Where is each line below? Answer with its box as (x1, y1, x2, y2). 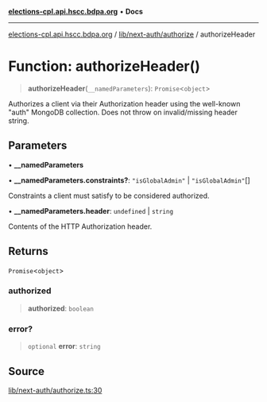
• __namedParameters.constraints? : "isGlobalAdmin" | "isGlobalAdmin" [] (8, 175, 250, 185)
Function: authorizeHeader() (8, 57, 201, 75)
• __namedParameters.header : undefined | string (8, 206, 173, 215)
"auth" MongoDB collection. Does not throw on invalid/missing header (8, 107, 238, 117)
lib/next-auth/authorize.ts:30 (8, 385, 103, 395)
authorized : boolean (27, 303, 94, 313)
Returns (8, 245, 49, 258)
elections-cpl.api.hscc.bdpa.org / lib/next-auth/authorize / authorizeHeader (8, 29, 256, 39)
